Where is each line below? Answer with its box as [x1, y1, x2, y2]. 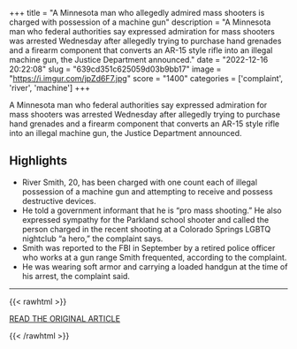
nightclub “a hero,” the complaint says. [21, 233, 164, 244]
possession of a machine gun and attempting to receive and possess [21, 186, 273, 197]
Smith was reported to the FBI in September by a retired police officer [21, 242, 276, 253]
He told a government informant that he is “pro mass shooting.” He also [21, 205, 282, 216]
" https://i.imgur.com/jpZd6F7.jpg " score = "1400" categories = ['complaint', [9, 73, 284, 83]
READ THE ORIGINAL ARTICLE [9, 313, 121, 323]
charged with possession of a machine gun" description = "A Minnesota [9, 17, 271, 27]
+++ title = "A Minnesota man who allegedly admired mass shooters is [9, 8, 265, 18]
